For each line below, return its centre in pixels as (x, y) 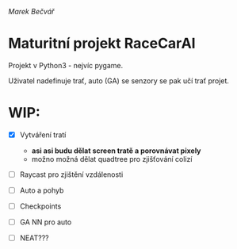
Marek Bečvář (31, 11)
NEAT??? (34, 238)
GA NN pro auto (46, 222)
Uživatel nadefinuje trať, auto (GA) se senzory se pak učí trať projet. (119, 80)
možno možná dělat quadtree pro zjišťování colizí (112, 159)
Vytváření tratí (43, 135)
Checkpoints (40, 206)
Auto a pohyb (42, 190)
